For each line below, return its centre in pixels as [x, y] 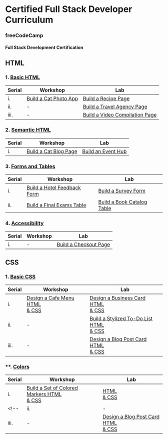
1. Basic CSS [20, 276]
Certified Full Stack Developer [69, 9]
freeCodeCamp [24, 35]
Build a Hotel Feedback [54, 187]
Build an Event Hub [104, 151]
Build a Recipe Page [106, 98]
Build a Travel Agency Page [115, 107]
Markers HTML [44, 394]
